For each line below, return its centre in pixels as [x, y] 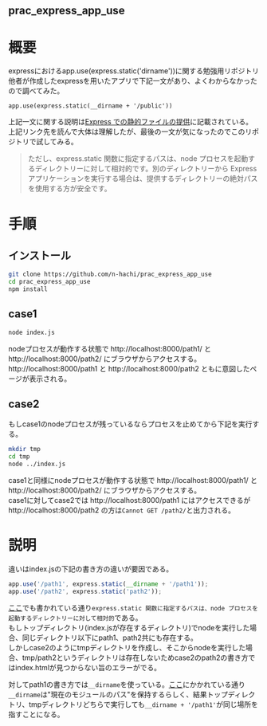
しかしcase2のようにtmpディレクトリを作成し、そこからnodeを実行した [127, 647]
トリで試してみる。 [46, 142]
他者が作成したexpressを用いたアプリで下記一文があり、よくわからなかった [133, 81]
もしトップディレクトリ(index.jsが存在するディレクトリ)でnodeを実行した [129, 627]
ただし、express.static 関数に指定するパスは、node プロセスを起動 [138, 159]
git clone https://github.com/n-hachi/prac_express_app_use [110, 275]
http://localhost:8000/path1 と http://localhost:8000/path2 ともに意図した [129, 368]
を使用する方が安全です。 [69, 189]
